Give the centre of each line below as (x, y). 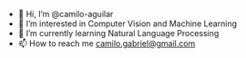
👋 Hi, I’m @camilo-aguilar (66, 14)
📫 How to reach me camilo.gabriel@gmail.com (107, 43)
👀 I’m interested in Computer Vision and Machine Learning (128, 24)
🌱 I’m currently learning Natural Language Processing (118, 33)
